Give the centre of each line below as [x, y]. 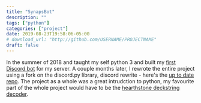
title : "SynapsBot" [31, 12]
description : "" [26, 17]
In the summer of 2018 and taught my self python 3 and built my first [91, 62]
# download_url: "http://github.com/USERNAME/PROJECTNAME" [82, 40]
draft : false [22, 46]
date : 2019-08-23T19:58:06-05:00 [48, 34]
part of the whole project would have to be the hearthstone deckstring [93, 87]
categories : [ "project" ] [37, 28]
